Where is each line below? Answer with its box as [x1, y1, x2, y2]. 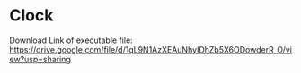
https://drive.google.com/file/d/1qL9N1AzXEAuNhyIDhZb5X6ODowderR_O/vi [9, 44, 292, 54]
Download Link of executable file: [9, 35, 133, 45]
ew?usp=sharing [9, 53, 72, 64]
